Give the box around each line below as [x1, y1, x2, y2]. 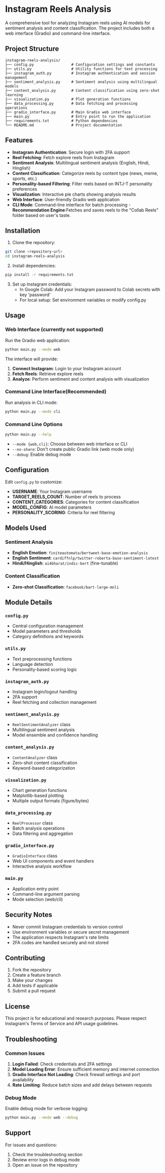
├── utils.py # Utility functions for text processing [5, 66, 158, 71]
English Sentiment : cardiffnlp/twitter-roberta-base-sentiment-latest [12, 555, 159, 561]
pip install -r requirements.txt [5, 272, 74, 277]
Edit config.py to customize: [5, 478, 63, 485]
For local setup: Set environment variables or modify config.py [19, 297, 147, 303]
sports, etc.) [12, 175, 37, 181]
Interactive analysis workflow [12, 864, 72, 869]
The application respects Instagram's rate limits [12, 934, 109, 940]
